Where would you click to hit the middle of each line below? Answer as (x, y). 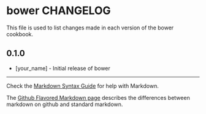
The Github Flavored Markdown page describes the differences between (98, 97)
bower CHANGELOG (59, 11)
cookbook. (20, 34)
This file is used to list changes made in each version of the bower (90, 28)
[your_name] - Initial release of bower (63, 68)
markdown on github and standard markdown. (65, 104)
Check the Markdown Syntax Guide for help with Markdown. (83, 86)
